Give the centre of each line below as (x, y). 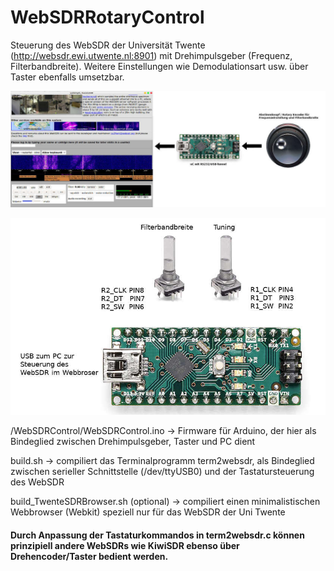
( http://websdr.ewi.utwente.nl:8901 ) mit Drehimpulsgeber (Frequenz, (151, 55)
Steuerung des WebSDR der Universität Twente (108, 45)
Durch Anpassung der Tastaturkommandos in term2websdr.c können (157, 535)
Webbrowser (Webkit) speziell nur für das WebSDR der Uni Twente (148, 512)
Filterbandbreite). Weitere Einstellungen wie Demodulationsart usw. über (159, 66)
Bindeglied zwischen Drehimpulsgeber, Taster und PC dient (133, 442)
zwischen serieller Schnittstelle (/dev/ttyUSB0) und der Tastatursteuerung (162, 472)
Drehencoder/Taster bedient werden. (89, 556)
